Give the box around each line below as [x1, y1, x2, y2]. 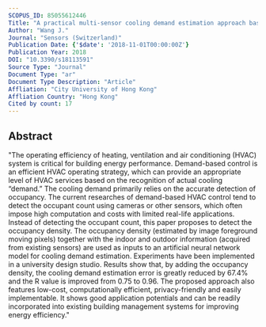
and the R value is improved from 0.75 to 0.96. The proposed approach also [8, 276, 255, 286]
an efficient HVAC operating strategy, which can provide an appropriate [8, 167, 241, 177]
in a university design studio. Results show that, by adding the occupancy [8, 259, 249, 269]
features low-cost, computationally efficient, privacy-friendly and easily [8, 284, 241, 294]
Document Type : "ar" [8, 70, 77, 78]
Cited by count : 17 [8, 100, 73, 108]
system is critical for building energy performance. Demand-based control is [8, 158, 258, 168]
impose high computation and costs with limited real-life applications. [8, 209, 235, 219]
